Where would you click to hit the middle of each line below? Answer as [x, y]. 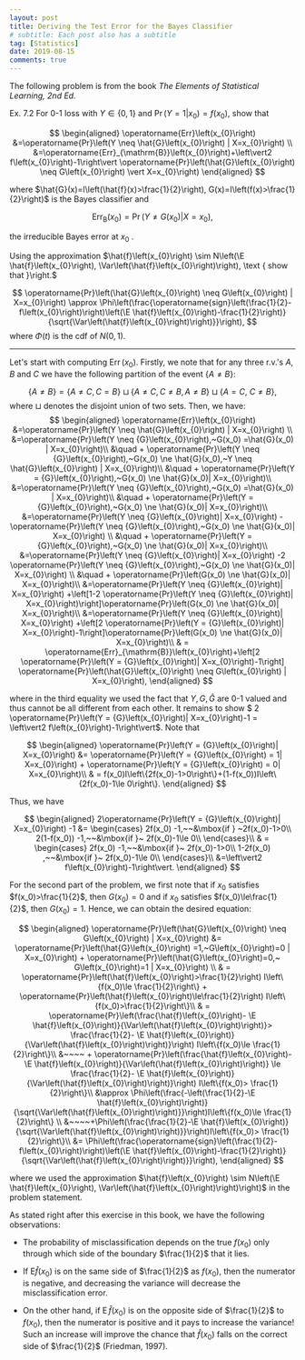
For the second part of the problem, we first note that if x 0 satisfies [135, 885]
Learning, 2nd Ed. [43, 95]
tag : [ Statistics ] [44, 43]
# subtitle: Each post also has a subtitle [93, 35]
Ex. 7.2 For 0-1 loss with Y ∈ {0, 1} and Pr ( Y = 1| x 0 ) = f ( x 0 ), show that [139, 115]
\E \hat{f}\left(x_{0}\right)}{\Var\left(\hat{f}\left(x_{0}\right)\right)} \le [152, 1064]
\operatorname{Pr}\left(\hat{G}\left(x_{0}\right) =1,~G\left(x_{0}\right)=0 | [152, 947]
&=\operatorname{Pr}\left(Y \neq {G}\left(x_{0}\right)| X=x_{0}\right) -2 [152, 555]
